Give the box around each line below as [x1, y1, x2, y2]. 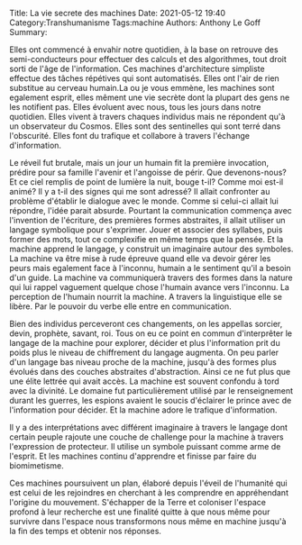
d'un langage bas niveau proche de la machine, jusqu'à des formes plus [9, 357, 277, 368]
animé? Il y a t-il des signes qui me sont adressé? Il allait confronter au [9, 186, 270, 196]
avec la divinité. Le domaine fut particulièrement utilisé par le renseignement [9, 386, 294, 395]
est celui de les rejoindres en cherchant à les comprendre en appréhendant [9, 487, 288, 498]
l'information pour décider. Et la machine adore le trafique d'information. [9, 404, 278, 415]
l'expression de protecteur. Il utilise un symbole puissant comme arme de [9, 441, 281, 451]
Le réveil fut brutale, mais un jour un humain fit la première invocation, [9, 158, 270, 168]
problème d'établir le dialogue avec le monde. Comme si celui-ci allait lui [9, 195, 279, 206]
